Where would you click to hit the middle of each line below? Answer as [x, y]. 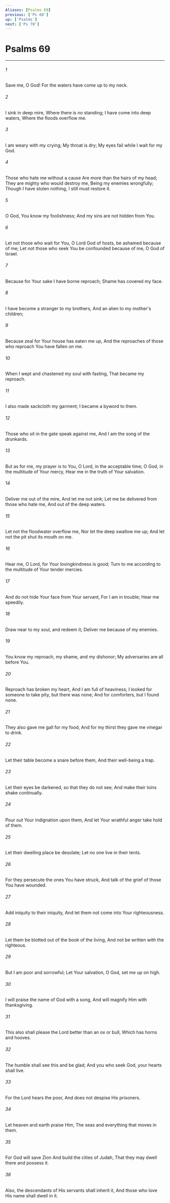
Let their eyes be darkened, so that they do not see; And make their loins [81, 787]
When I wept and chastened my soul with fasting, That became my [75, 374]
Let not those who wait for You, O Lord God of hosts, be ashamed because [83, 243]
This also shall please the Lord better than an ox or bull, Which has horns [81, 1032]
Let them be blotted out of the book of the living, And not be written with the [85, 940]
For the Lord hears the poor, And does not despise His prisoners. [73, 1097]
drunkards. [16, 439]
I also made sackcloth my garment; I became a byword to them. [71, 406]
